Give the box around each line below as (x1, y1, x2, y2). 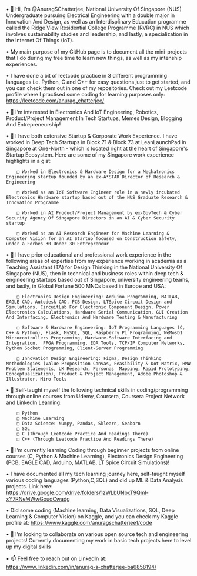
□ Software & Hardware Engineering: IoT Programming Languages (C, (16, 325, 185, 331)
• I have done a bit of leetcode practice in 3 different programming (6, 72, 168, 79)
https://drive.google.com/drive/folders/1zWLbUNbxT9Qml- (6, 489, 149, 496)
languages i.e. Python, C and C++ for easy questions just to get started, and (6, 78, 191, 85)
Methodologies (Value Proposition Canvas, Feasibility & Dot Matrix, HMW (6, 361, 191, 367)
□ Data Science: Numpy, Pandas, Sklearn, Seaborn (16, 421, 141, 427)
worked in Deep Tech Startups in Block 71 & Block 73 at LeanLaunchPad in (6, 139, 186, 145)
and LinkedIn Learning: (6, 399, 62, 406)
